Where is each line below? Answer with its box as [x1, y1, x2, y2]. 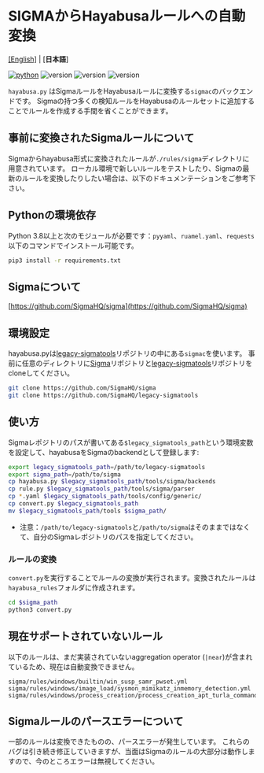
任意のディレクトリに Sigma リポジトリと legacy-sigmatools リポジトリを [21, 359, 253, 368]
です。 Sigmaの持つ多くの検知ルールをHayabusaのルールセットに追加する [14, 96, 255, 105]
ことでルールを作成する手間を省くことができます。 [8, 105, 173, 115]
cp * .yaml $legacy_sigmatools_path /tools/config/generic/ [8, 493, 202, 501]
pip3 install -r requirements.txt [8, 257, 122, 264]
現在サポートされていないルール [8, 630, 163, 643]
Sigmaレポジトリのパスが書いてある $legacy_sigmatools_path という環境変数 [8, 438, 254, 447]
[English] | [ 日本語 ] [8, 54, 69, 64]
